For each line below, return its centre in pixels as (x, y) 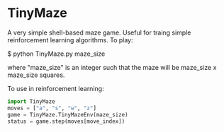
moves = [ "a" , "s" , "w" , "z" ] (52, 108)
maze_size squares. (36, 75)
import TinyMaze (31, 101)
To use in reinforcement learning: (56, 88)
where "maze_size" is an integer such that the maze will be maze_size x (112, 67)
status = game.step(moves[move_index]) (66, 121)
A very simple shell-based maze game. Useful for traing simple (99, 32)
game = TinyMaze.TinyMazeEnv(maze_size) (68, 114)
